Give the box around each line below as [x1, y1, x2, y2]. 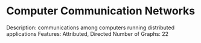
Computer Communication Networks [6, 4, 195, 18]
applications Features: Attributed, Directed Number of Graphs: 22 [6, 30, 169, 37]
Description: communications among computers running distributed [6, 24, 175, 31]
